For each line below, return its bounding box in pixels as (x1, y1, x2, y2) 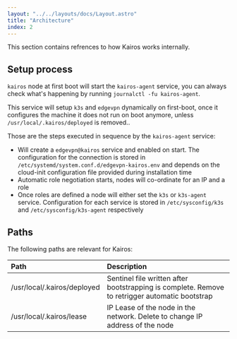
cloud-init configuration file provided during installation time (17, 168, 193, 177)
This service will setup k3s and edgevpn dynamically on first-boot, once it (7, 103, 219, 112)
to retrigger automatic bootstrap (107, 291, 213, 301)
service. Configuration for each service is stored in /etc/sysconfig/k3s (17, 198, 224, 207)
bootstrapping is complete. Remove (107, 282, 224, 292)
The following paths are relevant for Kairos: (7, 245, 133, 253)
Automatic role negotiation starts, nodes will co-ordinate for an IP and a (17, 176, 226, 184)
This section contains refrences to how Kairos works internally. (7, 43, 190, 52)
